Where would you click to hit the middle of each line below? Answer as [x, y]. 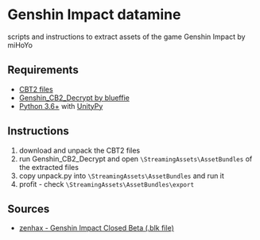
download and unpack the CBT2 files [80, 150]
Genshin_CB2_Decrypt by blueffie [74, 98]
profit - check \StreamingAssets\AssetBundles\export [107, 184]
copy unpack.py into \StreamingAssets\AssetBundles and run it [121, 176]
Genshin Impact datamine [94, 15]
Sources [29, 209]
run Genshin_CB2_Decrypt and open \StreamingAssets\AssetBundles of [136, 159]
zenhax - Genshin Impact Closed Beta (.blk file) [96, 228]
